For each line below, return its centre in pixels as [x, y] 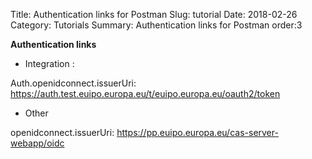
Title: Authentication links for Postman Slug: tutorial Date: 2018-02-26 [154, 14]
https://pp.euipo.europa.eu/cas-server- [197, 132]
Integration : [49, 63]
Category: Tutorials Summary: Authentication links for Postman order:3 [156, 25]
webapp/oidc [37, 143]
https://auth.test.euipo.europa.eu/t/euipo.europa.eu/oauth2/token [145, 93]
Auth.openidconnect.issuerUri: [73, 83]
